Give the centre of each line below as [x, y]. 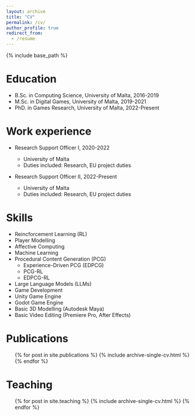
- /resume [23, 39]
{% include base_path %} [37, 55]
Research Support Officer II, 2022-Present [66, 176]
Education [31, 79]
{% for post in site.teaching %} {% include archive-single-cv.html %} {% [102, 401]
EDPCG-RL [37, 277]
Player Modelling [35, 240]
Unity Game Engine [38, 296]
